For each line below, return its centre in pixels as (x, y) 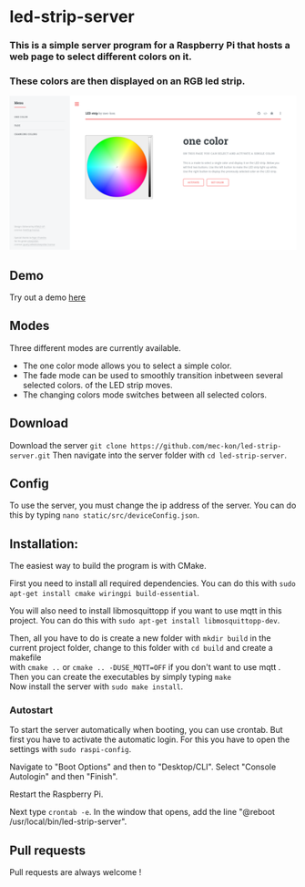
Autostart (31, 710)
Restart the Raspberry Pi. (56, 794)
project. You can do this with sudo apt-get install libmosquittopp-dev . (145, 621)
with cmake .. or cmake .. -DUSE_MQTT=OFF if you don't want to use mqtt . (145, 667)
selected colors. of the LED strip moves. (97, 385)
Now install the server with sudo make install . (97, 686)
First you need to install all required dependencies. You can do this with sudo (152, 583)
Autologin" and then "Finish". (64, 777)
